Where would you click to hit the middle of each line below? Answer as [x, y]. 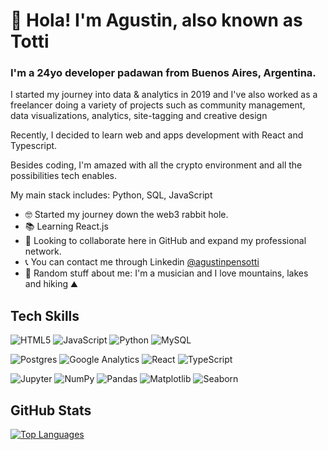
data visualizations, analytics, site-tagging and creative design [139, 116]
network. [43, 251]
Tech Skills [45, 315]
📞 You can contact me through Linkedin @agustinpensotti [142, 262]
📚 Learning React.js [66, 226]
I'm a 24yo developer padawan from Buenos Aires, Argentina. [163, 73]
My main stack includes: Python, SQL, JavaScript [111, 195]
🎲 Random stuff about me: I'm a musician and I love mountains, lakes [166, 273]
